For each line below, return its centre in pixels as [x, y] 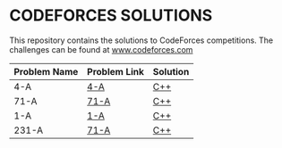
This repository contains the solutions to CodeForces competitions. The [141, 40]
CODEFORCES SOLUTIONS [111, 16]
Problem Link [115, 71]
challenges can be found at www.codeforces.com [101, 49]
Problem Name [46, 71]
